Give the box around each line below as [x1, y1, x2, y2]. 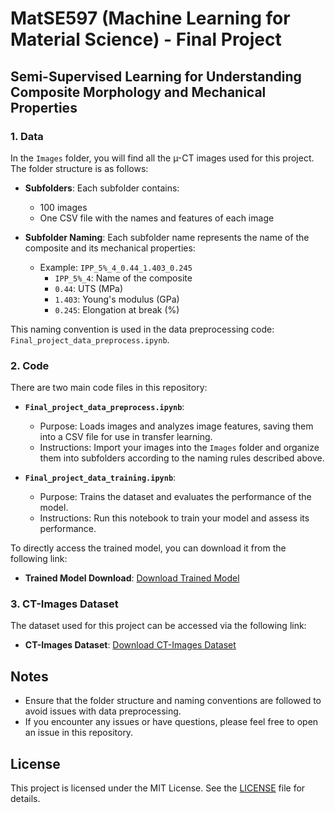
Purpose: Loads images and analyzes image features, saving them [39, 420, 314, 432]
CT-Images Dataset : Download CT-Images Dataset [24, 639, 237, 651]
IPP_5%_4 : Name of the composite [54, 272, 193, 284]
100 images [39, 201, 88, 213]
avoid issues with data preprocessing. [24, 705, 182, 717]
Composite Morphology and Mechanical [10, 83, 267, 101]
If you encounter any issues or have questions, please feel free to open [24, 716, 319, 728]
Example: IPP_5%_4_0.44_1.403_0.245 [39, 261, 193, 273]
